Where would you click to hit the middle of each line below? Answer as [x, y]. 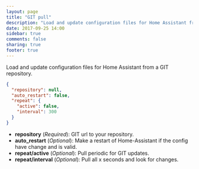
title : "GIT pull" [29, 17]
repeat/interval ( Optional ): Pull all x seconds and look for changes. [97, 159]
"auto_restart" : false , [41, 95]
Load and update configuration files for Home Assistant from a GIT [87, 67]
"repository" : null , [37, 90]
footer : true [22, 50]
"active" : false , [38, 106]
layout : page [22, 12]
